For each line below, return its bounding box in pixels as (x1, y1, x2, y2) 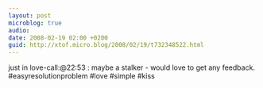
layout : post (8, 11, 52, 20)
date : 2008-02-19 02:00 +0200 (8, 33, 109, 42)
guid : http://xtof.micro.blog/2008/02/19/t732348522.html (8, 41, 204, 49)
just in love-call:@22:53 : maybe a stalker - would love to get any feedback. (8, 63, 256, 72)
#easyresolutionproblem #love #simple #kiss (8, 71, 155, 81)
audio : (8, 26, 30, 34)
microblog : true (8, 19, 62, 27)
